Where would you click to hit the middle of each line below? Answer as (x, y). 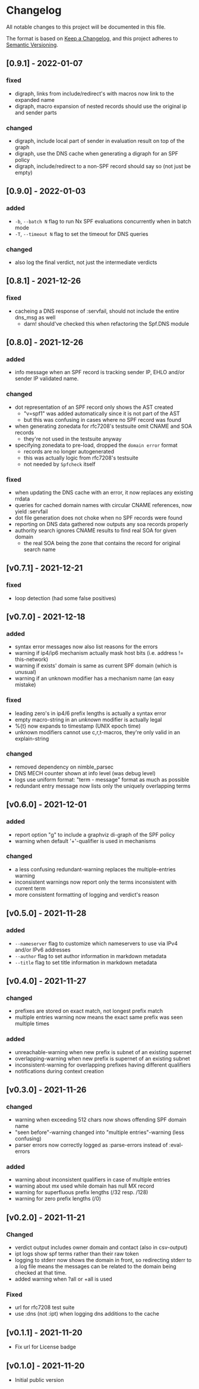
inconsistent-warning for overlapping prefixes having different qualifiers (103, 1065)
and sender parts (36, 112)
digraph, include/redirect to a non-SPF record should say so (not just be (103, 166)
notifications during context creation (59, 1071)
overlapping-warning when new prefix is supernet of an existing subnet (102, 1058)
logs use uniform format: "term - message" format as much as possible (102, 779)
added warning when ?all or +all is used (64, 1279)
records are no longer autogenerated (69, 451)
